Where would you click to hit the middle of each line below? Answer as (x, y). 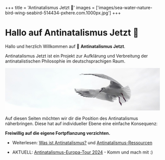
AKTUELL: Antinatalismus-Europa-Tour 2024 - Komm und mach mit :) (82, 152)
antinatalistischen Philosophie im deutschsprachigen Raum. (65, 61)
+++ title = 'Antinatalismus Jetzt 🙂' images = (50, 8)
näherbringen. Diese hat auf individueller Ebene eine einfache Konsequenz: (82, 124)
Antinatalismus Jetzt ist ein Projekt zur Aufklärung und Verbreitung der (77, 56)
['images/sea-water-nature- (124, 8)
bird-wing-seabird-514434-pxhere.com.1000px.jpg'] (58, 13)
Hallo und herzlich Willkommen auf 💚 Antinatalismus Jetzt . (65, 46)
